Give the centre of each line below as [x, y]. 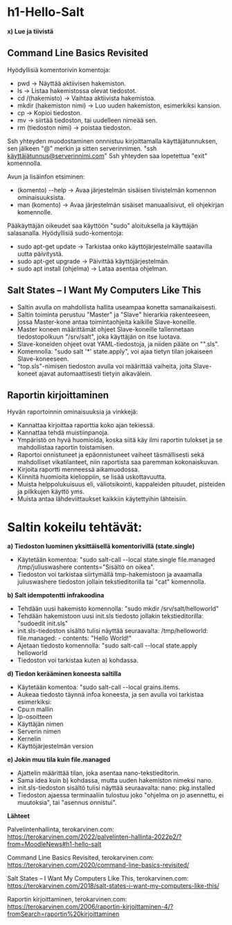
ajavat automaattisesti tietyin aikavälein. [95, 373]
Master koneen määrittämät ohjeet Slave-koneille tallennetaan [105, 329]
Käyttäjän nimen [40, 724]
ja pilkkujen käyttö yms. [51, 492]
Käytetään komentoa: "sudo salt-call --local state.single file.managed [116, 560]
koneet [27, 373]
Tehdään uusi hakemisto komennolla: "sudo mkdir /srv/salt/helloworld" [118, 609]
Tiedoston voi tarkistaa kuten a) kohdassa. [78, 661]
